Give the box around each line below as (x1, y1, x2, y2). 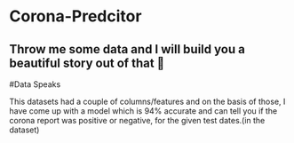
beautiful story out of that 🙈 (9, 55, 165, 70)
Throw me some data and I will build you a (9, 42, 246, 57)
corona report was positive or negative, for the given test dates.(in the (9, 115, 266, 125)
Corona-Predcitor (9, 6, 142, 27)
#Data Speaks (9, 79, 61, 90)
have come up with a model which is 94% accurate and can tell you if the (9, 106, 278, 116)
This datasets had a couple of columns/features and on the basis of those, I (9, 96, 286, 107)
